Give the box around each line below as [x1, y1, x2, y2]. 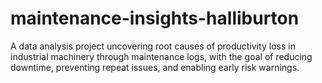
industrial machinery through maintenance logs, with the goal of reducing [10, 50, 313, 62]
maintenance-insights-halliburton [10, 7, 300, 30]
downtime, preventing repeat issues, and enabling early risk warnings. [10, 61, 300, 73]
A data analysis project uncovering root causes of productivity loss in [10, 40, 296, 52]
